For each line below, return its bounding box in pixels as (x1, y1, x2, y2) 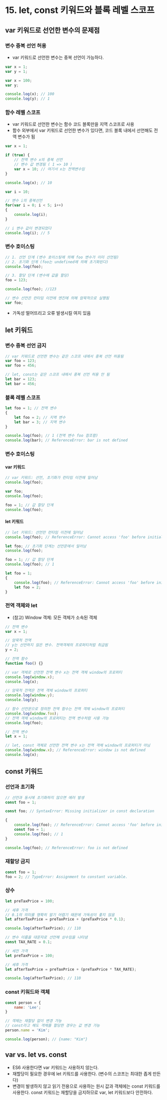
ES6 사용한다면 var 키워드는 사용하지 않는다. (12, 1064, 99, 1070)
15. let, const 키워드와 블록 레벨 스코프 (5, 4, 155, 16)
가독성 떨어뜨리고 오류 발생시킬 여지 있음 (12, 310, 91, 316)
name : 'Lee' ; (14, 1005, 41, 1010)
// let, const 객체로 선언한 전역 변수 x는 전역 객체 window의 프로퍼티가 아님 (5, 743, 151, 748)
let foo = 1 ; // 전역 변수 (5, 406, 57, 411)
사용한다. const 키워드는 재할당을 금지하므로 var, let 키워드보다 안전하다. (12, 1089, 153, 1095)
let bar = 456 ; (5, 381, 37, 386)
